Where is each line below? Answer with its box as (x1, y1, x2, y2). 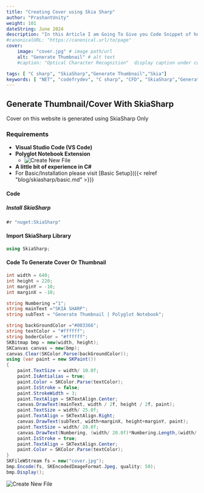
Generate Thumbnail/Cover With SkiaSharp (6, 98, 174, 109)
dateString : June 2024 (6, 25, 64, 32)
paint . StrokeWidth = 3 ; (17, 390, 78, 396)
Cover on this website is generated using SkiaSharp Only (6, 115, 149, 122)
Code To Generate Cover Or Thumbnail (6, 259, 106, 266)
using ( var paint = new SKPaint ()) (6, 356, 97, 362)
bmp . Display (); (6, 469, 45, 475)
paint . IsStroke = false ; (17, 384, 80, 390)
